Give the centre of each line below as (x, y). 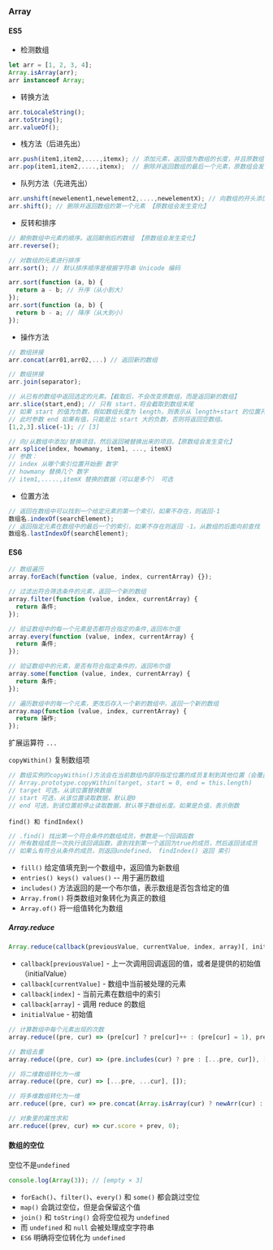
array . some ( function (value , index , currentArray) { (100, 674)
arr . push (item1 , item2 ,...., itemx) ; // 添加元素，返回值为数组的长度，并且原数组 (136, 159)
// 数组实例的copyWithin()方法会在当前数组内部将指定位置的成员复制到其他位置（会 (132, 776)
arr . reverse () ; (34, 245)
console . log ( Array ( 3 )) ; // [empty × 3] (76, 1180)
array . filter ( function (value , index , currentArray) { (103, 599)
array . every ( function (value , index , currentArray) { (102, 636)
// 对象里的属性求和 (38, 1118)
